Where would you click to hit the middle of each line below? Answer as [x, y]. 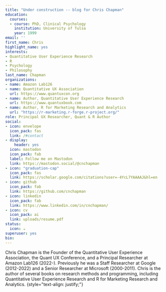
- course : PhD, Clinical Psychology [48, 24]
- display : [16, 140]
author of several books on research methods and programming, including [82, 273]
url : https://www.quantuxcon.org [44, 94]
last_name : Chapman [25, 75]
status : [13, 224]
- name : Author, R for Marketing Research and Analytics [66, 108]
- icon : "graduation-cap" [32, 168]
